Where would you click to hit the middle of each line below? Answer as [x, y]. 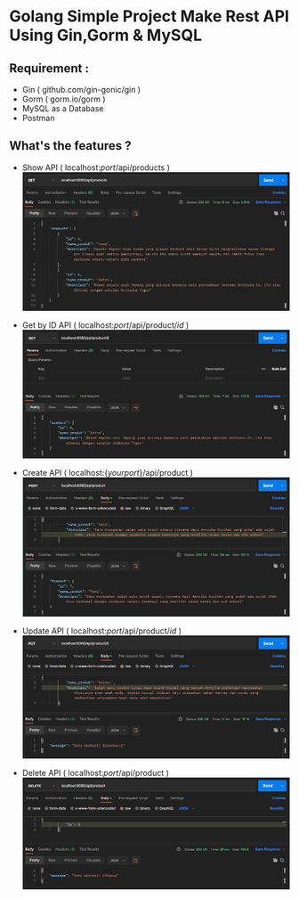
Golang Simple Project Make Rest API [149, 16]
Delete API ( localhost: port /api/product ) [95, 773]
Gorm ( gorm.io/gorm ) [64, 99]
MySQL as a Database [63, 108]
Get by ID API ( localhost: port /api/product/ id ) [105, 325]
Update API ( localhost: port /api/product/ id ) [102, 631]
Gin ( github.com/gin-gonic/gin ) [81, 90]
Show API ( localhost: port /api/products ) [96, 168]
